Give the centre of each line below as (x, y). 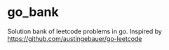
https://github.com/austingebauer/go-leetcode (75, 38)
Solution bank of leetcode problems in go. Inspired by (85, 31)
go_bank (33, 12)
